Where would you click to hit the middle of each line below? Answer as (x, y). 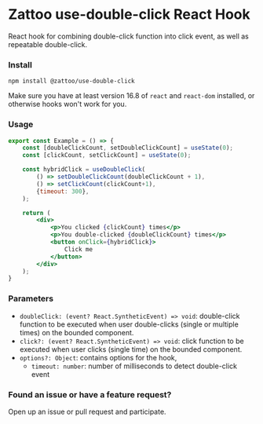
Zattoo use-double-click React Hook (130, 15)
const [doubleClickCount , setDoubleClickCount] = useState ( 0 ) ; (128, 148)
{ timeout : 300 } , (63, 191)
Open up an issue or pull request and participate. (87, 411)
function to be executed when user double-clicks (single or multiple (129, 324)
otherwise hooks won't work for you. (68, 104)
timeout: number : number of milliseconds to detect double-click (134, 366)
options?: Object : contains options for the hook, (98, 357)
